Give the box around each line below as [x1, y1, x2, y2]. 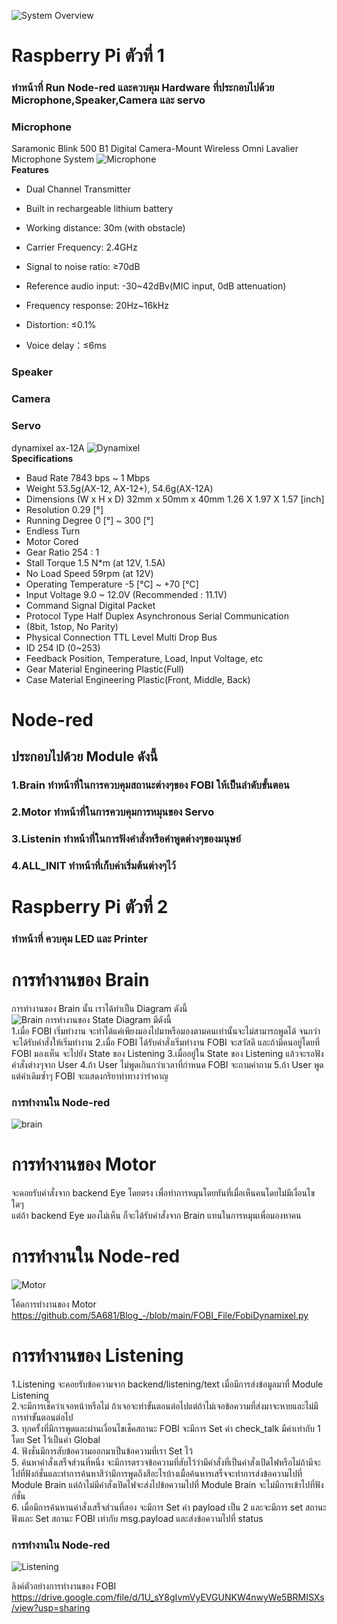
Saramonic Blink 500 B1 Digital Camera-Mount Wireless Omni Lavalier [11, 143, 299, 155]
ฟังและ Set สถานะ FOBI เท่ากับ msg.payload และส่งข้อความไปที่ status [11, 1512, 264, 1524]
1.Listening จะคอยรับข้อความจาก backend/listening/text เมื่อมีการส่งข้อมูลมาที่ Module [11, 1378, 324, 1390]
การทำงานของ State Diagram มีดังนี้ [44, 1013, 172, 1025]
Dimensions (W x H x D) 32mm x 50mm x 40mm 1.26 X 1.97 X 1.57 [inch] [25, 493, 325, 505]
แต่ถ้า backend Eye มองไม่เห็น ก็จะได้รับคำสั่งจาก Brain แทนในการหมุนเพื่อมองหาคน [11, 1210, 302, 1222]
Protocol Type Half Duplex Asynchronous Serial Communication [25, 610, 290, 622]
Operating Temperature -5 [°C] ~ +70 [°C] [25, 578, 199, 590]
